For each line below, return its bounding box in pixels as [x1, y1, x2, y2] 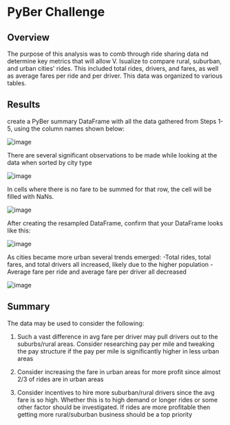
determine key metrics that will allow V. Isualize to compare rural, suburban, [7, 57, 222, 65]
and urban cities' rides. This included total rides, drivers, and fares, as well [7, 65, 219, 72]
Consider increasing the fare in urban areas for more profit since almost [17, 367, 221, 375]
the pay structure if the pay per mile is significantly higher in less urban [17, 347, 219, 355]
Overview [7, 32, 50, 43]
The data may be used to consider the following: [7, 319, 145, 327]
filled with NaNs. [7, 192, 54, 200]
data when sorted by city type [7, 158, 92, 166]
